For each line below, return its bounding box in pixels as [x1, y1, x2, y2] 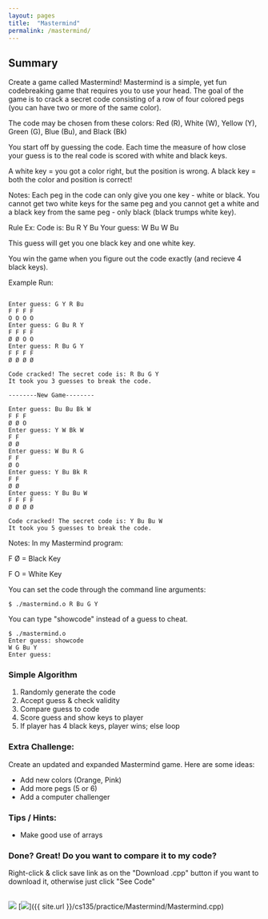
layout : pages [8, 11, 56, 20]
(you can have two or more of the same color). [8, 103, 162, 113]
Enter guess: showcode [8, 637, 84, 645]
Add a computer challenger [19, 792, 110, 801]
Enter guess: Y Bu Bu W [8, 489, 88, 497]
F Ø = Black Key [8, 553, 62, 564]
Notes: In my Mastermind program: [8, 538, 124, 548]
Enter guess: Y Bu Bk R [8, 469, 88, 477]
